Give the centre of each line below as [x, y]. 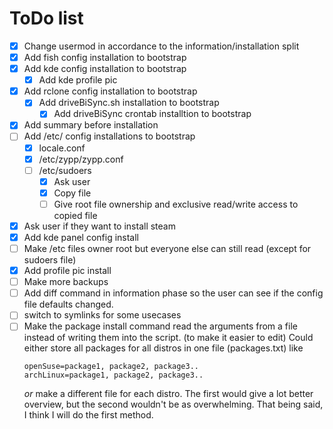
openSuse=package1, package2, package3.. [111, 367]
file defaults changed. [68, 304]
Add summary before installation [91, 125]
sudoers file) [50, 260]
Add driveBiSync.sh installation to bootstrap [129, 103]
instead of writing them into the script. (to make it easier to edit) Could [168, 338]
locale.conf [62, 148]
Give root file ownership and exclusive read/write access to [176, 204]
